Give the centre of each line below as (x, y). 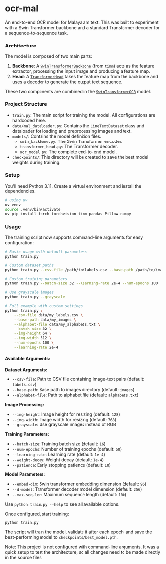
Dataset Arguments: (26, 370)
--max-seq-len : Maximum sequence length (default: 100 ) (69, 494)
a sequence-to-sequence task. (37, 33)
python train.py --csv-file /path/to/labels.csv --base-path (69, 270)
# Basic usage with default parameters (46, 252)
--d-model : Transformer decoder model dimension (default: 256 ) (77, 489)
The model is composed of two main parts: (49, 56)
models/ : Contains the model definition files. (57, 136)
